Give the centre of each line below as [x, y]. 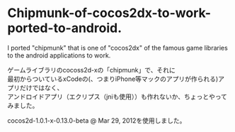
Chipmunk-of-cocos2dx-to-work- [109, 13]
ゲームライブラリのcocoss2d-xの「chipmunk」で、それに [91, 70]
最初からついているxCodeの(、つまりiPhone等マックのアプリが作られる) [113, 79]
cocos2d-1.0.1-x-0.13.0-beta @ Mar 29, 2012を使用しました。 [97, 120]
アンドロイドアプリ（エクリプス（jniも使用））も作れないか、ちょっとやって [117, 97]
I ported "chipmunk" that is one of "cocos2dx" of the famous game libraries [117, 48]
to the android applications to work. [59, 55]
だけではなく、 [41, 87]
